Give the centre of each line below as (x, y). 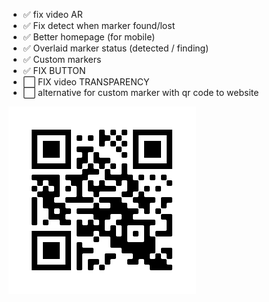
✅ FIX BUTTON (54, 70)
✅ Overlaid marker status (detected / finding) (116, 48)
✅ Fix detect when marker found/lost (99, 25)
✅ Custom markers (62, 59)
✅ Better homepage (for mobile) (89, 37)
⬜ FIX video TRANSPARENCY (86, 82)
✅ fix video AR (52, 14)
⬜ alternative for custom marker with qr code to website (141, 92)
